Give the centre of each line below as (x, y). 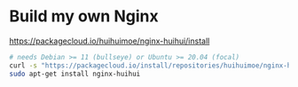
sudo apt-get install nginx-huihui (75, 74)
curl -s (24, 65)
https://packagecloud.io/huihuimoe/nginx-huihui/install (110, 41)
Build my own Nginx (84, 16)
